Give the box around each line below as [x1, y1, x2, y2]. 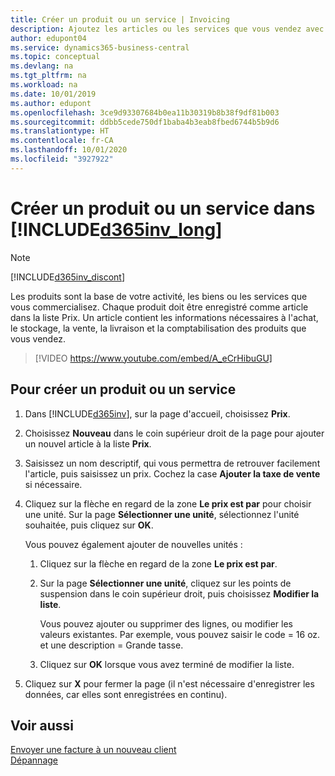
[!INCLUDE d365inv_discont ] [10, 271, 126, 283]
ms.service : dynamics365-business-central [10, 42, 190, 53]
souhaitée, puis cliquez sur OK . [24, 519, 154, 531]
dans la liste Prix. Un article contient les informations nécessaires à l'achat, [10, 311, 319, 323]
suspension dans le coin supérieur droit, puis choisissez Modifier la [39, 587, 320, 600]
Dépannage [10, 754, 58, 766]
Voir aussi [10, 717, 74, 734]
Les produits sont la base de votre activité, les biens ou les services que [10, 290, 308, 302]
